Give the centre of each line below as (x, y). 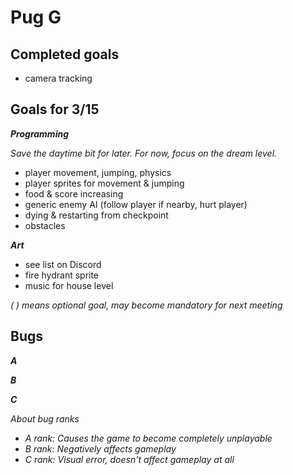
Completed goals (65, 54)
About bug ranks (45, 418)
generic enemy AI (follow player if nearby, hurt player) (136, 204)
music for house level (69, 285)
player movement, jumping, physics (98, 172)
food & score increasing (74, 193)
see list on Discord (63, 264)
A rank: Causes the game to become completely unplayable (148, 438)
